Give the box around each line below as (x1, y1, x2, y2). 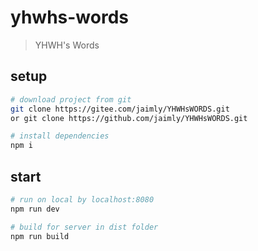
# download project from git (10, 94, 132, 105)
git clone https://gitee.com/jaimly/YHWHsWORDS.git (10, 104, 230, 114)
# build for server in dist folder (10, 222, 159, 232)
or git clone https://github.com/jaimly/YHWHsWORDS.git (10, 113, 248, 123)
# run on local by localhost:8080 (10, 194, 155, 205)
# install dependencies (10, 131, 110, 141)
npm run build (10, 231, 70, 241)
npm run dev (10, 204, 60, 214)
